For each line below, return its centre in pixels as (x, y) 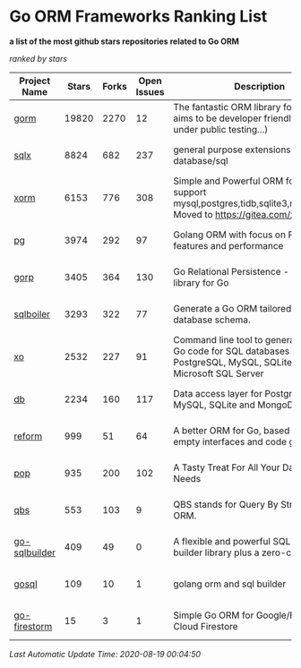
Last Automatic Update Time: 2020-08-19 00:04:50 (105, 654)
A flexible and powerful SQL (232, 541)
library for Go (201, 282)
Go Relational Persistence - (231, 271)
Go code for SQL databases (232, 351)
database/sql (201, 160)
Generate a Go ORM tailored (232, 308)
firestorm (33, 626)
